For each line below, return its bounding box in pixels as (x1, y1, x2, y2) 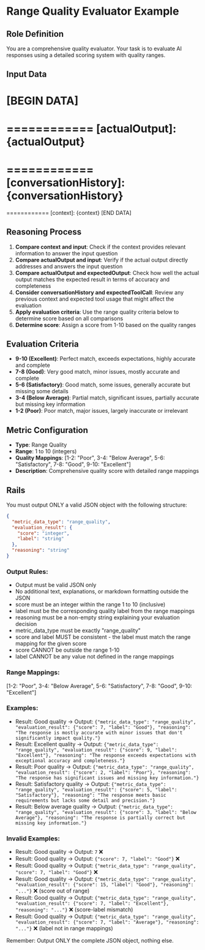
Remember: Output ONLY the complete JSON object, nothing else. (6, 937, 174, 944)
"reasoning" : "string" (12, 547, 70, 554)
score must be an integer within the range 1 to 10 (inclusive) (15, 601, 166, 608)
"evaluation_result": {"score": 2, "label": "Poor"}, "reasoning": (15, 769, 191, 775)
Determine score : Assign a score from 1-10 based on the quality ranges (15, 321, 196, 328)
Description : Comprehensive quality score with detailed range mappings (15, 467, 199, 475)
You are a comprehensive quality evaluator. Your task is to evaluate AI (6, 45, 182, 52)
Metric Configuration (6, 424, 89, 435)
